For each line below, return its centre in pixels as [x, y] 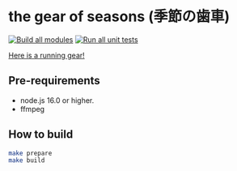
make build [27, 160]
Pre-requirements [55, 81]
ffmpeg [32, 109]
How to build [41, 135]
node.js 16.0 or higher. [57, 100]
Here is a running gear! [47, 55]
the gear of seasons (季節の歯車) [119, 17]
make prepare [30, 153]
